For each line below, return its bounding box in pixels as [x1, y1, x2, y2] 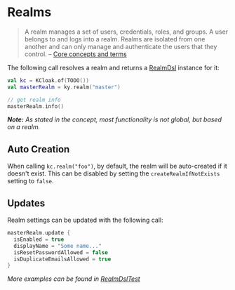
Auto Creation [7, 143, 70, 155]
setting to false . [7, 177, 54, 185]
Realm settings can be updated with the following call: [7, 216, 163, 225]
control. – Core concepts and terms [24, 50, 128, 58]
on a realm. [7, 123, 41, 131]
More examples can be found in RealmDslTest [7, 275, 140, 283]
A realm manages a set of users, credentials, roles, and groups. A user [24, 27, 229, 36]
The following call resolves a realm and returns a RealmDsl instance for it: [7, 63, 220, 72]
